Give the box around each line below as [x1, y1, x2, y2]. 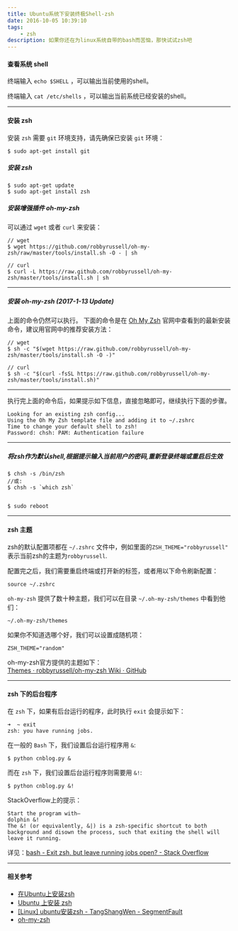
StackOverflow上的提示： [7, 795, 82, 804]
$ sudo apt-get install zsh [7, 188, 91, 195]
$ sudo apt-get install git [7, 147, 91, 155]
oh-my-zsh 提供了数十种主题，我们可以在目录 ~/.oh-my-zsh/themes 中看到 [7, 594, 220, 603]
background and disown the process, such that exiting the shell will [7, 829, 220, 836]
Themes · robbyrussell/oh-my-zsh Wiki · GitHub [7, 666, 147, 674]
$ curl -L [7, 268, 37, 276]
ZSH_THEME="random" [7, 645, 65, 652]
